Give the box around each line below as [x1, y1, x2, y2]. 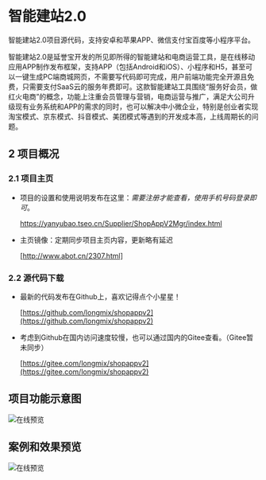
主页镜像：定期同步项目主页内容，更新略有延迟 [19, 235, 173, 244]
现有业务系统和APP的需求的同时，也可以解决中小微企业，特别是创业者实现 [14, 101, 259, 111]
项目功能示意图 [8, 392, 82, 406]
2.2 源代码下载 [8, 272, 64, 283]
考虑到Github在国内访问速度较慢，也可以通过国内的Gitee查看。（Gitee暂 [19, 332, 254, 342]
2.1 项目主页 [8, 173, 54, 184]
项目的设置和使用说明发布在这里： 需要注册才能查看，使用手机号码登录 [19, 193, 250, 202]
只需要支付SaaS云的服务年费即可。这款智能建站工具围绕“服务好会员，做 [21, 81, 258, 92]
